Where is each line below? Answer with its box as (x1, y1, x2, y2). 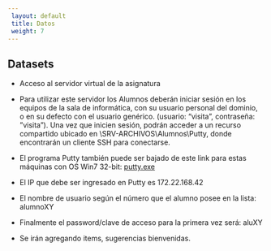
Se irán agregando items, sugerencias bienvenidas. (19, 233, 191, 244)
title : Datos (11, 19, 56, 28)
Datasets (7, 57, 54, 71)
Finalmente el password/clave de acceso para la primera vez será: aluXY (19, 218, 263, 227)
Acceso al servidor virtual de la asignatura (19, 79, 161, 89)
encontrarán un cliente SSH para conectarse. (19, 137, 171, 147)
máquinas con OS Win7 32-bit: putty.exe (19, 162, 156, 171)
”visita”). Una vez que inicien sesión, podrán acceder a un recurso (19, 120, 241, 130)
